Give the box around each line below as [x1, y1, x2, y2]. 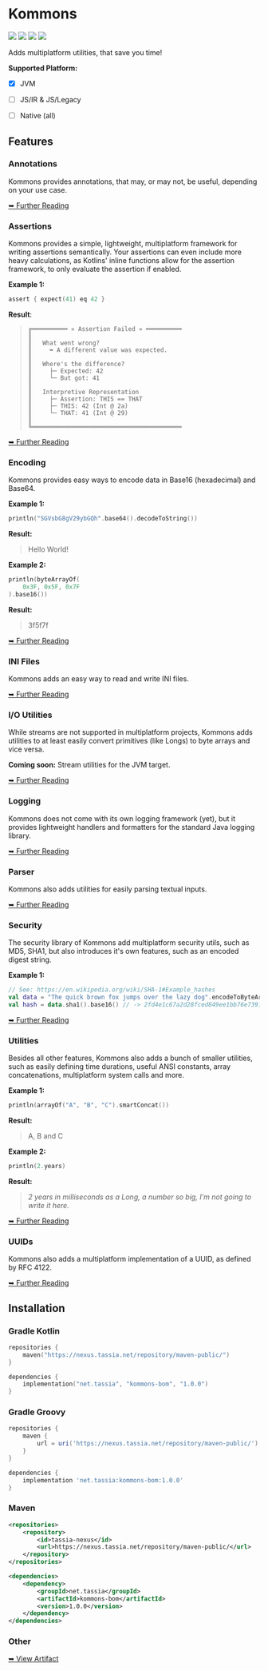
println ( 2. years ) [8, 1163, 66, 1170]
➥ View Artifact [8, 1654, 59, 1664]
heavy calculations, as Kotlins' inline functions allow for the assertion [8, 256, 235, 265]
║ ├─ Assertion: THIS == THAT [27, 395, 143, 403]
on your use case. [8, 185, 68, 194]
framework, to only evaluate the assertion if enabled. [8, 265, 182, 274]
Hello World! [27, 544, 69, 554]
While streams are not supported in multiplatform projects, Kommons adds [8, 728, 253, 737]
